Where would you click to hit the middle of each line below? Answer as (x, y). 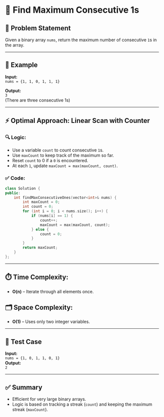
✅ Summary (24, 387)
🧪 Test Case (24, 342)
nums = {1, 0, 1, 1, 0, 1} (32, 358)
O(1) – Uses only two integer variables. (51, 322)
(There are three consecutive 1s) (38, 100)
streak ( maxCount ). (30, 410)
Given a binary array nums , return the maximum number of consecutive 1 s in (81, 40)
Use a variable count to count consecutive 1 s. (58, 150)
